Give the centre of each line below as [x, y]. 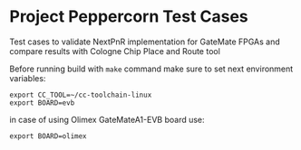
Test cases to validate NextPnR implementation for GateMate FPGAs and [145, 42]
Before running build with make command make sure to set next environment [151, 69]
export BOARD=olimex [49, 136]
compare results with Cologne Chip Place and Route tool [115, 51]
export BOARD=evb [42, 103]
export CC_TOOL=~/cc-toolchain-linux [81, 95]
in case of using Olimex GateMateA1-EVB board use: [107, 119]
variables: [28, 78]
